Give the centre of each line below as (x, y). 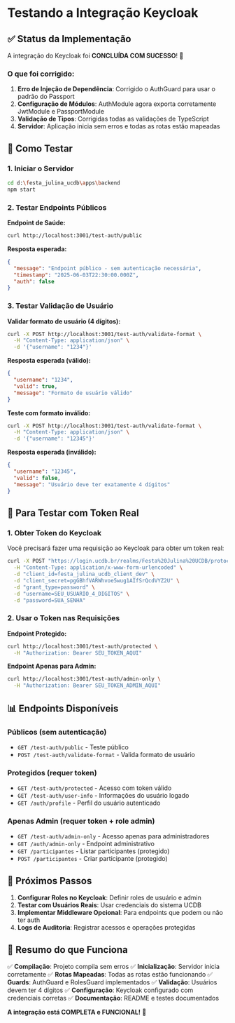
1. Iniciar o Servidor (41, 168)
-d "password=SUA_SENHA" (50, 600)
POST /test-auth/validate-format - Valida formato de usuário (106, 754)
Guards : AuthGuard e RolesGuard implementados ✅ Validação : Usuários (112, 982)
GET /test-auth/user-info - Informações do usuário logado (103, 796)
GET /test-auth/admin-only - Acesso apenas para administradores (113, 836)
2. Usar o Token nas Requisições (64, 618)
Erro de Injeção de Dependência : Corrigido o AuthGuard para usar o (116, 89)
